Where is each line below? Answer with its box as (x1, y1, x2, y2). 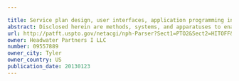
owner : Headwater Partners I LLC (7, 36, 107, 43)
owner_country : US (7, 56, 62, 64)
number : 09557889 (7, 43, 59, 50)
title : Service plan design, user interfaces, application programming (7, 16, 224, 23)
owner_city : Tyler (7, 50, 62, 57)
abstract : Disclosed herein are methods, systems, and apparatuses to (7, 23, 221, 31)
